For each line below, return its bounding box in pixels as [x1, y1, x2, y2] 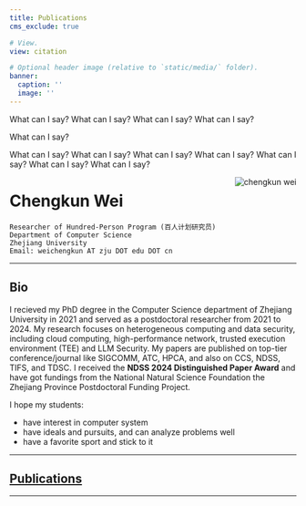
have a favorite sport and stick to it [22, 436, 153, 447]
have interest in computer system [22, 417, 148, 428]
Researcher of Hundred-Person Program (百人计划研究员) [9, 222, 217, 232]
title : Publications [9, 13, 88, 23]
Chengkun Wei [9, 191, 124, 211]
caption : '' [17, 80, 64, 89]
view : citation [9, 46, 67, 56]
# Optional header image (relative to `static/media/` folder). [9, 63, 259, 73]
